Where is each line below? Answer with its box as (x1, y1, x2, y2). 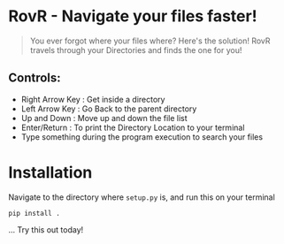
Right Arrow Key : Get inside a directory (20, 94, 165, 104)
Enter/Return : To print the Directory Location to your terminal (20, 122, 245, 133)
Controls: (8, 71, 61, 86)
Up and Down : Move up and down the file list (20, 112, 188, 123)
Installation (8, 162, 93, 182)
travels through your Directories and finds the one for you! (29, 44, 242, 55)
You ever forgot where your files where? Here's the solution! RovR (29, 35, 271, 46)
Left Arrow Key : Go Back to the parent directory (20, 103, 197, 114)
